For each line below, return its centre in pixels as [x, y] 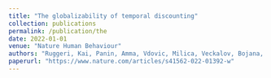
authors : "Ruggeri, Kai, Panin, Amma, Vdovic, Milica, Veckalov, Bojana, [136, 54]
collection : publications [52, 24]
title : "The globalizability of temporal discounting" [103, 16]
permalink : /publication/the [58, 31]
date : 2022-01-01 [38, 39]
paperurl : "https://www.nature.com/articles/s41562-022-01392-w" [121, 62]
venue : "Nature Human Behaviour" [65, 46]
